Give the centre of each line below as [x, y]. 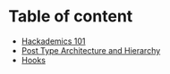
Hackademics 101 [53, 41]
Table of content [71, 16]
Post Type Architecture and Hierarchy [91, 50]
